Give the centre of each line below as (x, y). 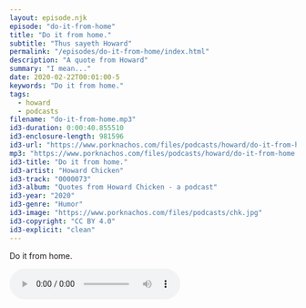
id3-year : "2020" (42, 196)
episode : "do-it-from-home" (63, 26)
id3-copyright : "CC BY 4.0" (63, 221)
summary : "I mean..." (51, 69)
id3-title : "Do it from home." (69, 162)
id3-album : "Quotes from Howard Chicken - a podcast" (114, 188)
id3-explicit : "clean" (52, 230)
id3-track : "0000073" (51, 179)
